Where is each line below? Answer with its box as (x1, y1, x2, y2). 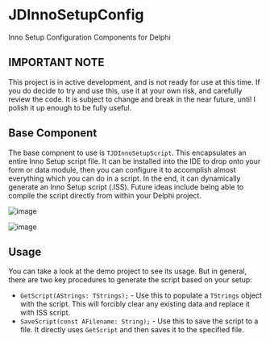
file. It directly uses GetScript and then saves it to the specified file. (19, 325, 244, 335)
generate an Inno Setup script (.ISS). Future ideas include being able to (8, 181, 244, 191)
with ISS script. (19, 308, 71, 318)
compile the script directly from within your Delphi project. (8, 190, 201, 200)
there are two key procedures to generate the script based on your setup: (8, 275, 252, 285)
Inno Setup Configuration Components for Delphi (8, 32, 171, 42)
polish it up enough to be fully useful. (8, 102, 132, 112)
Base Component (8, 127, 98, 140)
